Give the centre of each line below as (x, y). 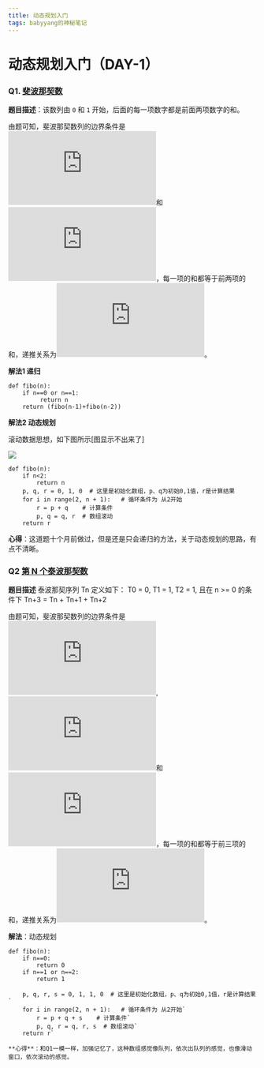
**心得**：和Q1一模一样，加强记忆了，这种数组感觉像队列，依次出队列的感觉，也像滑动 (130, 1049)
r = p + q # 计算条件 (75, 508)
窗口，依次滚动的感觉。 (41, 1057)
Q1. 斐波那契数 (35, 91)
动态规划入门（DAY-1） (84, 64)
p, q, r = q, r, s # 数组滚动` (87, 1027)
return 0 (51, 965)
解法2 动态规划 (32, 422)
